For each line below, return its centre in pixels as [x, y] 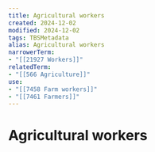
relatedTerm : [30, 67]
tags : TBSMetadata [39, 38]
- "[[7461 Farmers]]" [44, 97]
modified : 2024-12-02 [44, 30]
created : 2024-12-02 [43, 23]
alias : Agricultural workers [56, 45]
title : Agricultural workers [56, 15]
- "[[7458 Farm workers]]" [53, 89]
